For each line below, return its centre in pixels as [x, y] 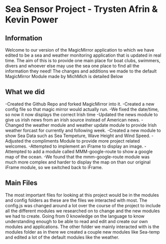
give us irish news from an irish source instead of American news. [73, 120]
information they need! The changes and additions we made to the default [81, 71]
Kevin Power [32, 20]
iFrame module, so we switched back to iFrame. [54, 167]
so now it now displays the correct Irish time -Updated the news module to [82, 114]
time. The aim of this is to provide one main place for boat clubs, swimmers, [83, 60]
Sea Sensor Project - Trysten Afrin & [82, 9]
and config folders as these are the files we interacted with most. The [76, 200]
